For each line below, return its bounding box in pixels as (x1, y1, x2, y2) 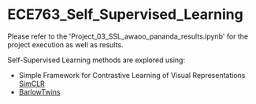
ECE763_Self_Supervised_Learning (7, 6, 243, 24)
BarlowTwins (18, 87, 61, 96)
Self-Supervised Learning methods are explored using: (7, 55, 186, 65)
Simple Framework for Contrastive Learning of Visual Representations (18, 70, 246, 80)
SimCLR (18, 79, 45, 88)
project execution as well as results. (7, 39, 124, 49)
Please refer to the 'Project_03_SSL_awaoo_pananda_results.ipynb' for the (7, 32, 249, 41)
